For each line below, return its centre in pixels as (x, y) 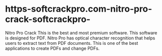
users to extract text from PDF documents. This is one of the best (72, 43)
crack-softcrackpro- (48, 19)
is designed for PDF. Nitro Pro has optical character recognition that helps (80, 38)
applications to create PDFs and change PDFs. (52, 48)
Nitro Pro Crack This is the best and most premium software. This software (81, 33)
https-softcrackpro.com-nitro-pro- (79, 9)
